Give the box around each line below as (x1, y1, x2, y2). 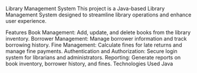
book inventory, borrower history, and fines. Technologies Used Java (5, 60, 173, 67)
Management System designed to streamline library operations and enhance (5, 11, 192, 18)
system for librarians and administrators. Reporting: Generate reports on (5, 54, 181, 61)
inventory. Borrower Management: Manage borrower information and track (5, 35, 187, 42)
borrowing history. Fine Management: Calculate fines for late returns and (5, 41, 182, 48)
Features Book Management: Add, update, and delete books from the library (5, 29, 191, 36)
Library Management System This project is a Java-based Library (5, 5, 165, 12)
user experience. (5, 18, 47, 24)
